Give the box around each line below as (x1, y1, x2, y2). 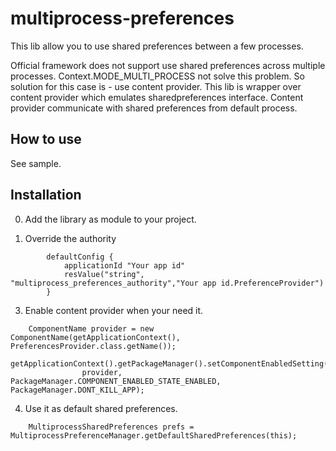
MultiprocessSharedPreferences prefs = (28, 422, 195, 432)
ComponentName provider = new (28, 323, 155, 334)
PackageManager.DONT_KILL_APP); (10, 385, 145, 395)
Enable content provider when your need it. (24, 304, 204, 316)
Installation (10, 187, 82, 204)
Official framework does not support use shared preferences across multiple (10, 59, 326, 71)
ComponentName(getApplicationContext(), (10, 332, 182, 342)
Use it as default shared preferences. (24, 402, 178, 414)
